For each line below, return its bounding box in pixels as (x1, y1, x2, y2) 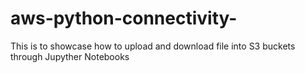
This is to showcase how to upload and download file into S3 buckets (10, 40, 296, 52)
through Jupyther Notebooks (10, 50, 130, 62)
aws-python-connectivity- (10, 7, 238, 30)
